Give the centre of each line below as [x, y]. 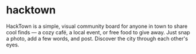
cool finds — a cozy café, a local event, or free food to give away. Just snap [98, 32]
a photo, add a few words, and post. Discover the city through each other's [97, 38]
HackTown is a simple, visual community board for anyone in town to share [97, 26]
